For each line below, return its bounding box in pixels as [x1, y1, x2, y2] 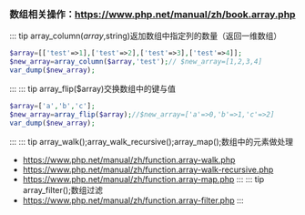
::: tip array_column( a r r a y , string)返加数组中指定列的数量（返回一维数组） [9, 30, 282, 42]
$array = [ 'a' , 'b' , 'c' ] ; [9, 101, 96, 110]
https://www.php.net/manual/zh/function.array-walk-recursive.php [22, 164, 274, 175]
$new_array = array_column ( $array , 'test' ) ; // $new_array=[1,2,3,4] [9, 57, 262, 67]
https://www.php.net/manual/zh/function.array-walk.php [22, 154, 236, 165]
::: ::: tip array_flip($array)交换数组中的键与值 [9, 83, 176, 94]
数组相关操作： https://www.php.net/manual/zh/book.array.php [9, 7, 296, 20]
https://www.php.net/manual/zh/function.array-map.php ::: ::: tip [22, 173, 265, 184]
